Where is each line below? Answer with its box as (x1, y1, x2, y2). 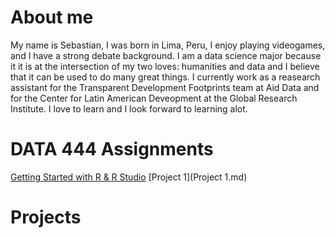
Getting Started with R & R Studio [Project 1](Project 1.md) (10, 171, 248, 183)
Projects (10, 206, 82, 229)
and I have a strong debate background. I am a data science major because (10, 49, 322, 61)
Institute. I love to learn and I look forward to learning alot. (10, 102, 248, 115)
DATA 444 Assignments (10, 138, 214, 161)
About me (10, 6, 94, 29)
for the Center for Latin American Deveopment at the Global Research (10, 92, 298, 104)
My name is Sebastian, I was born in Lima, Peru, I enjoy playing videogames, (10, 39, 326, 51)
